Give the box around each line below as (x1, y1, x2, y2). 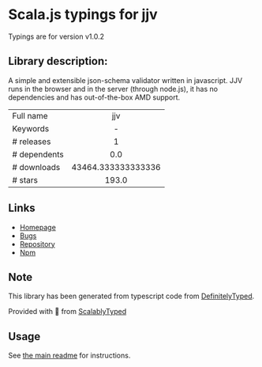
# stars (12, 174, 38, 185)
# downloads (12, 161, 61, 172)
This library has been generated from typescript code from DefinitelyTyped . (8, 291, 255, 301)
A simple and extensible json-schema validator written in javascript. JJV (8, 75, 243, 85)
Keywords (12, 123, 50, 134)
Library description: (8, 55, 108, 68)
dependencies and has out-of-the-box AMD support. (8, 93, 181, 102)
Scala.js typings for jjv (8, 6, 158, 24)
